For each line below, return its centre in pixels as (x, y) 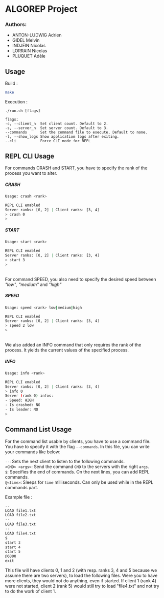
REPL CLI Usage (30, 156)
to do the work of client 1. (31, 591)
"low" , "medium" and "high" (34, 284)
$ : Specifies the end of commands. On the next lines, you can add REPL (77, 472)
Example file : (19, 497)
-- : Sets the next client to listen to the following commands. (65, 461)
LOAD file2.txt (21, 515)
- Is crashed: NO (23, 405)
